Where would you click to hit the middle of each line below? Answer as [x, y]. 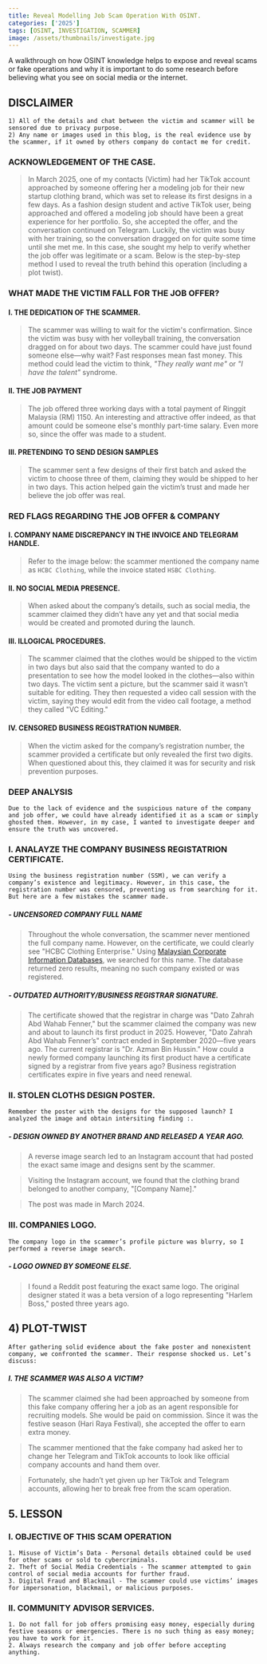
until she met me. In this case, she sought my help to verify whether [139, 247]
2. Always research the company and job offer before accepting [117, 1646]
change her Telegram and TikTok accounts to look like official [128, 1456]
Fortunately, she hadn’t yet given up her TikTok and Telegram [128, 1480]
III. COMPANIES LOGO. [53, 1225]
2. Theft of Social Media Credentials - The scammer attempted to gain [130, 1567]
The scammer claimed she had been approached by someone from [138, 1398]
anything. [25, 1653]
